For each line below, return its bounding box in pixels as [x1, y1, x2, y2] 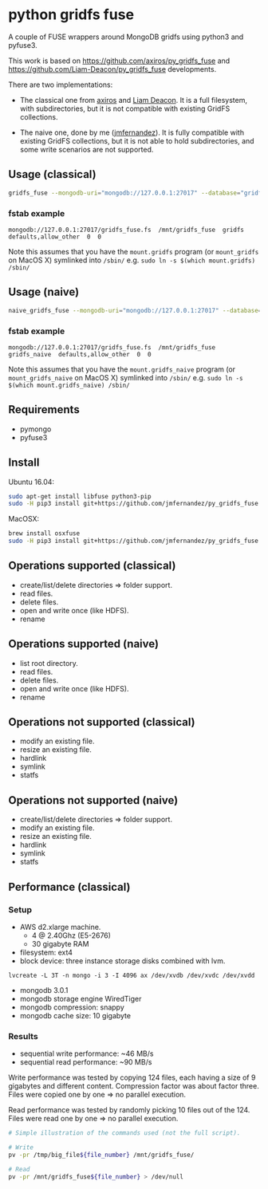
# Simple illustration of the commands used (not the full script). [8, 1129, 241, 1137]
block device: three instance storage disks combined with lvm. [19, 955, 226, 966]
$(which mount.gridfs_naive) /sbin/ [8, 381, 130, 389]
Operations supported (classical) [8, 559, 176, 573]
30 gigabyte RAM [31, 939, 89, 948]
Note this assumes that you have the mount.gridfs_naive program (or [8, 364, 236, 374]
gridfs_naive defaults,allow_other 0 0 [8, 350, 152, 358]
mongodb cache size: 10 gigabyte [19, 1010, 132, 1020]
